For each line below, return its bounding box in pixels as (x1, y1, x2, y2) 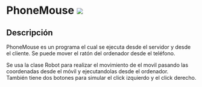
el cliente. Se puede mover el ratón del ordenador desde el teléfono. (6, 50, 175, 57)
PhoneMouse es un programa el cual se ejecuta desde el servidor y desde (6, 43, 191, 50)
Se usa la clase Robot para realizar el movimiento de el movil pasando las (6, 61, 189, 68)
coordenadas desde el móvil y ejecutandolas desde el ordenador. (6, 68, 169, 75)
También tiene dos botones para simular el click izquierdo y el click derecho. (6, 74, 197, 81)
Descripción (6, 28, 53, 38)
